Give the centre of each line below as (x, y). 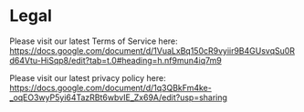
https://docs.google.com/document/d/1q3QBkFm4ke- (110, 87)
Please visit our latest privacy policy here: (88, 77)
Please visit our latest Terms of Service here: (94, 41)
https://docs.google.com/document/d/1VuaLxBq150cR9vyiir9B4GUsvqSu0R (152, 50)
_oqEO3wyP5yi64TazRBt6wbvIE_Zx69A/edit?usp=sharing (119, 97)
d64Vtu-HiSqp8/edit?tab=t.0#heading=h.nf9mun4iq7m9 (115, 60)
